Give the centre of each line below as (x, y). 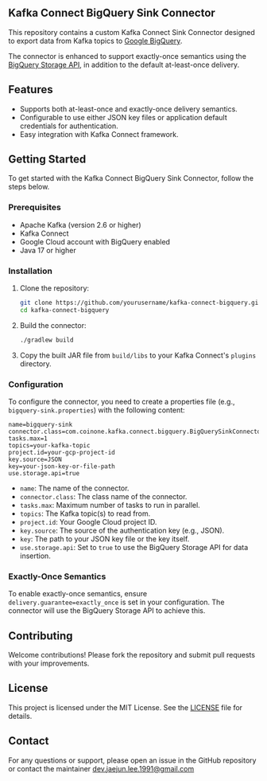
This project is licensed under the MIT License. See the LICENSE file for (126, 707)
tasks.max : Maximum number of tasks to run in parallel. (110, 505)
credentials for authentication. (69, 126)
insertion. (35, 556)
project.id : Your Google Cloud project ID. (88, 521)
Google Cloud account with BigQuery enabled (95, 241)
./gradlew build (46, 340)
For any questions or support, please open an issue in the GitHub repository (132, 760)
